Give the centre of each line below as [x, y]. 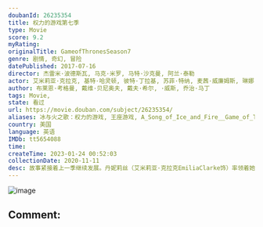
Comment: [34, 215]
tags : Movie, [29, 95]
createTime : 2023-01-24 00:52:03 [63, 153]
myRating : [24, 45]
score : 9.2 [26, 37]
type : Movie [27, 30]
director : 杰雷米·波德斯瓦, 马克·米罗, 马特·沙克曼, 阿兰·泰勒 [102, 74]
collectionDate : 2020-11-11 [54, 161]
